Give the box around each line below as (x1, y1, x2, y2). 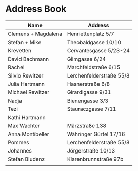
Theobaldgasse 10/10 (67, 39, 122, 46)
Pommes (8, 139, 29, 146)
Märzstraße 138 (67, 122, 107, 129)
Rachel (8, 64, 25, 71)
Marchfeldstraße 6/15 (67, 64, 121, 71)
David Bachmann (8, 55, 49, 62)
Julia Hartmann (8, 80, 45, 87)
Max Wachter (8, 122, 40, 129)
